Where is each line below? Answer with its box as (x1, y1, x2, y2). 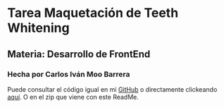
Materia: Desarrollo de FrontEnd (7, 48, 151, 60)
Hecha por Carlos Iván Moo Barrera (7, 69, 130, 79)
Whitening (7, 20, 70, 36)
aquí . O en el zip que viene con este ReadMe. (7, 92, 139, 101)
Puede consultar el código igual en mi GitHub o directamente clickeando (7, 85, 218, 93)
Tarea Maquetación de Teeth (7, 5, 179, 21)
